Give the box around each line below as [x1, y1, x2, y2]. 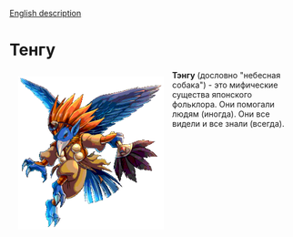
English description [9, 8, 82, 18]
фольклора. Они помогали [172, 98, 275, 109]
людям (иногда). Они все [172, 108, 270, 119]
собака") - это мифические [172, 79, 278, 90]
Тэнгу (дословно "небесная [172, 69, 281, 80]
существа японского [172, 88, 253, 99]
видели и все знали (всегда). [172, 118, 285, 129]
